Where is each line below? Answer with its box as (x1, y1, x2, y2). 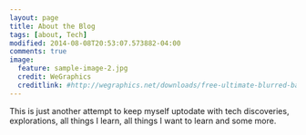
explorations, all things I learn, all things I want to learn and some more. (9, 115, 277, 126)
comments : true (9, 47, 67, 56)
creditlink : (17, 81, 64, 90)
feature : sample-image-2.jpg (17, 64, 128, 73)
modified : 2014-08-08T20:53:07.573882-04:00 (9, 38, 181, 48)
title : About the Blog (9, 22, 96, 31)
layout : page (9, 13, 59, 23)
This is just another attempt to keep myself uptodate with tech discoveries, (9, 105, 290, 116)
